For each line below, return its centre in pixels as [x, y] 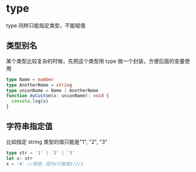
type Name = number [30, 79]
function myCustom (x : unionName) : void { [58, 96]
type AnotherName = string [39, 85]
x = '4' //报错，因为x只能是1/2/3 [45, 164]
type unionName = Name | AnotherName [52, 90]
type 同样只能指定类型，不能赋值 [46, 25]
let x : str [19, 158]
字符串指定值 [29, 127]
